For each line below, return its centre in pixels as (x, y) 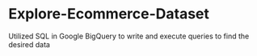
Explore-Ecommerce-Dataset (109, 14)
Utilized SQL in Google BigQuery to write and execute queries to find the (129, 36)
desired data (29, 44)
